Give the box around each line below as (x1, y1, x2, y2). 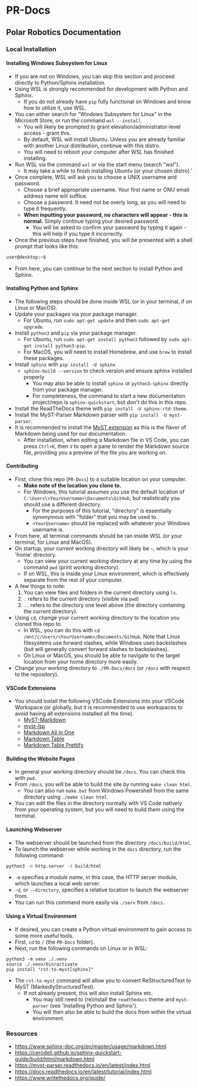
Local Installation (6, 45, 57, 53)
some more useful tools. (14, 932, 74, 939)
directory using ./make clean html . (23, 793, 109, 800)
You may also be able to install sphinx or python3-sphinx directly (32, 380, 189, 387)
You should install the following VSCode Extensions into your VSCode (14, 697, 184, 705)
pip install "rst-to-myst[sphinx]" (6, 966, 94, 972)
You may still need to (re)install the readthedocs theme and (32, 996, 175, 1003)
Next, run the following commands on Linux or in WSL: (14, 944, 148, 951)
